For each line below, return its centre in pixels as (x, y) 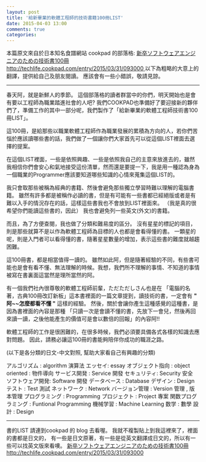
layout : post (23, 12)
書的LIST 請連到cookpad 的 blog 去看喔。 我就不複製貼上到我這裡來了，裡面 (102, 431)
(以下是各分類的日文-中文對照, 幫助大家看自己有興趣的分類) (81, 353)
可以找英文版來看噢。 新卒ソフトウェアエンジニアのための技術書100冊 (100, 446)
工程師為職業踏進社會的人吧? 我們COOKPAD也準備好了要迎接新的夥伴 (110, 102)
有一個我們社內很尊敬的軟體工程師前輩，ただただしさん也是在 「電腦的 (96, 288)
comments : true (26, 29)
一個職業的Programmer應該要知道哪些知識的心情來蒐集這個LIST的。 (92, 175)
